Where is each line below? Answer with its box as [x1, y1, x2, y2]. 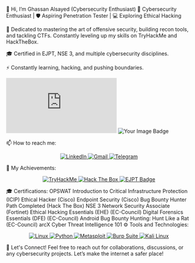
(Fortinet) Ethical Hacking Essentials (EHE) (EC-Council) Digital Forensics [6, 209, 184, 215]
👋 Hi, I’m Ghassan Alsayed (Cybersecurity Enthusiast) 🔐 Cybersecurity [6, 6, 177, 12]
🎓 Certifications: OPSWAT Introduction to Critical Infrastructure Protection [6, 188, 188, 194]
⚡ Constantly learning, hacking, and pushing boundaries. [6, 64, 144, 71]
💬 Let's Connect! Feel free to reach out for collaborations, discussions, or [6, 244, 184, 251]
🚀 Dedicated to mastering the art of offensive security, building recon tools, [6, 26, 189, 32]
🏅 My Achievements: [6, 165, 57, 171]
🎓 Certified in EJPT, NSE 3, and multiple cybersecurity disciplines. [6, 50, 169, 57]
